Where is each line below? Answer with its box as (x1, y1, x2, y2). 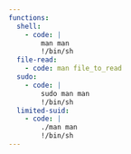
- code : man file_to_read (24, 64, 123, 73)
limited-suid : (16, 106, 70, 115)
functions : (8, 13, 50, 23)
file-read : (16, 55, 58, 64)
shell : (16, 22, 42, 31)
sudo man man (41, 89, 90, 98)
